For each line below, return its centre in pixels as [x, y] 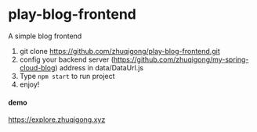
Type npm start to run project [67, 76]
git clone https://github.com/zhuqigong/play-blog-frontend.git [120, 51]
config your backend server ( [67, 59]
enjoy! [29, 84]
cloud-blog [37, 67]
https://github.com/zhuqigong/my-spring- [181, 59]
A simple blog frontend [45, 36]
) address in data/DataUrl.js [99, 67]
